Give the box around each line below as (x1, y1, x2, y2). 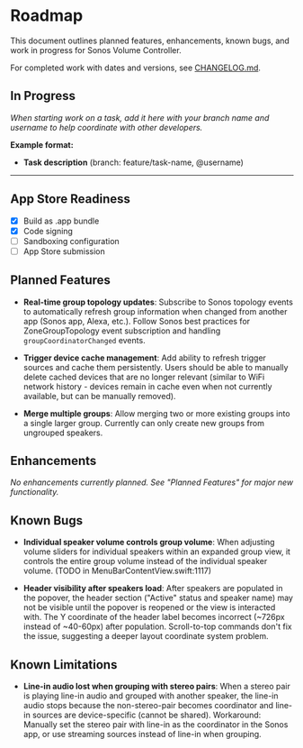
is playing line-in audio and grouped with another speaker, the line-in (22, 690, 279, 701)
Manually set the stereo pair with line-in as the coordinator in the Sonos (22, 719, 289, 730)
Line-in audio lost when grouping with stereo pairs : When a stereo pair (22, 681, 291, 692)
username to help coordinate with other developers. (10, 122, 203, 132)
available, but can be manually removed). (22, 390, 176, 401)
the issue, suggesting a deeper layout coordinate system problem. (22, 631, 269, 642)
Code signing (22, 225, 73, 236)
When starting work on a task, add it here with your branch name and (10, 112, 270, 123)
